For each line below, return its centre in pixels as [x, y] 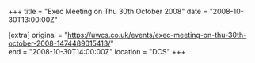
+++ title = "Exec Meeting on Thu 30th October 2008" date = [108, 11]
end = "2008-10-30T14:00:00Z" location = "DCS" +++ [97, 52]
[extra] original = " [38, 35]
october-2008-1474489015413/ [59, 43]
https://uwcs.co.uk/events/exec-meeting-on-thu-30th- [157, 35]
